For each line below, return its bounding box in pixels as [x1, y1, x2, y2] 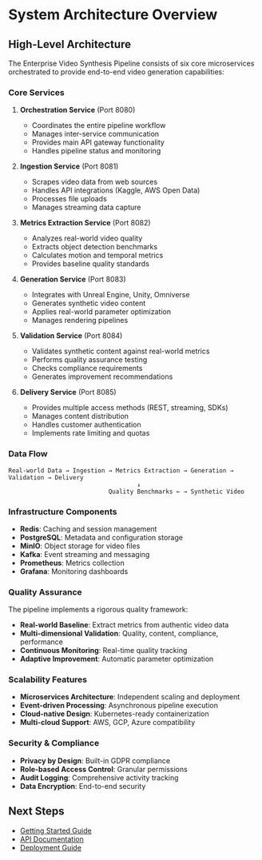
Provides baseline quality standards [31, 259, 150, 269]
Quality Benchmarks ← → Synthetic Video [108, 488, 245, 496]
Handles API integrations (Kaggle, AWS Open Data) [31, 185, 200, 195]
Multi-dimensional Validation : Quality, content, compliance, [19, 629, 219, 639]
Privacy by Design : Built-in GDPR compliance [19, 755, 170, 765]
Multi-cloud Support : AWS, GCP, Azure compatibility [19, 718, 196, 727]
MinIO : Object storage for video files [19, 541, 141, 551]
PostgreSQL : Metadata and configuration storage [19, 532, 184, 542]
